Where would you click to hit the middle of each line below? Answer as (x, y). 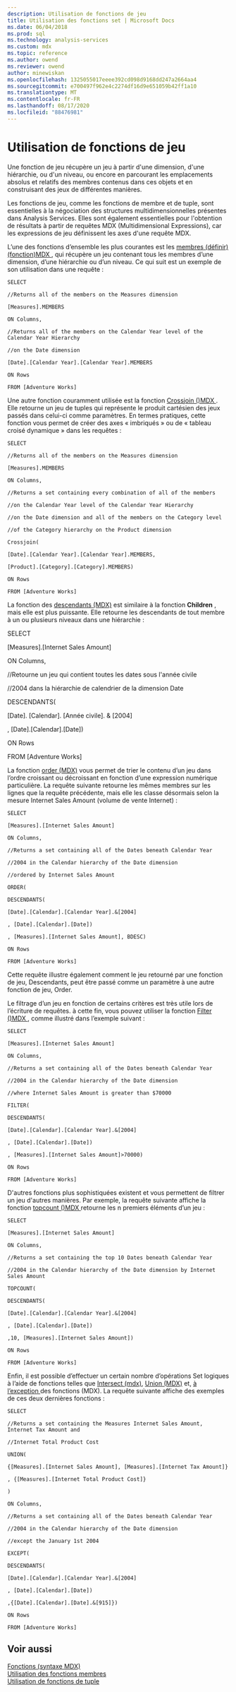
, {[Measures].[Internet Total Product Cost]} (77, 1479)
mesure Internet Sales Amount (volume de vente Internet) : (93, 800)
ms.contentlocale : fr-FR (44, 100)
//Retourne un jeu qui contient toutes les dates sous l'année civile (102, 674)
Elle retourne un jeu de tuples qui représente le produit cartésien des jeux (114, 407)
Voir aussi (30, 1649)
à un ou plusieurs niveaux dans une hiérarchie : (76, 619)
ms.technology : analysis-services (58, 40)
